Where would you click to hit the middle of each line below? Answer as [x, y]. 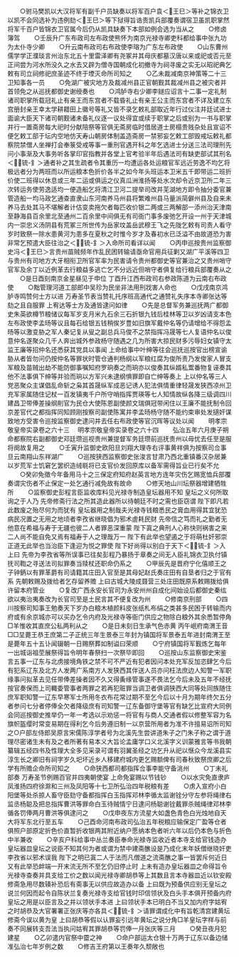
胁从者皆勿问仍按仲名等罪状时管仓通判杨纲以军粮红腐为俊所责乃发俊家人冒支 [119, 358]
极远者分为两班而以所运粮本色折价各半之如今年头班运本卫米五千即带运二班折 [119, 171]
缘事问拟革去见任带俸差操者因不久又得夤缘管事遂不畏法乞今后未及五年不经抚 [119, 679]
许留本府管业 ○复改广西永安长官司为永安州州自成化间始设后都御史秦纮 [117, 590]
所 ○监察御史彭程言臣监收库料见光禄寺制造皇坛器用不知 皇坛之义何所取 [118, 492]
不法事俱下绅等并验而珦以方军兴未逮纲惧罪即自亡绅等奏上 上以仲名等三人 [120, 376]
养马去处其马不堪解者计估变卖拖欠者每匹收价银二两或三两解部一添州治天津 [116, 207]
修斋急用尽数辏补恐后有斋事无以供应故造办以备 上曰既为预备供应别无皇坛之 [117, 884]
